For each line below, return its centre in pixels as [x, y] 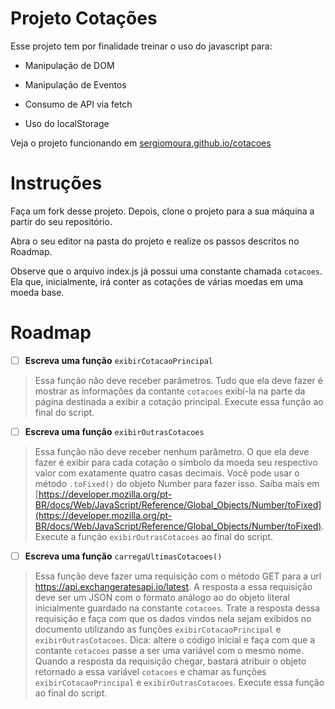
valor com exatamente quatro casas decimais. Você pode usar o [167, 473]
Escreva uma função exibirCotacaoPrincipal [118, 360]
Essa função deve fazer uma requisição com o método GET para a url [178, 576]
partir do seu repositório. [61, 221]
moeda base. [37, 292]
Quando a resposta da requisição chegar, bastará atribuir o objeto [170, 661]
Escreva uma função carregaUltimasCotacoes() [123, 556]
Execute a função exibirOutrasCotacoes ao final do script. [154, 536]
